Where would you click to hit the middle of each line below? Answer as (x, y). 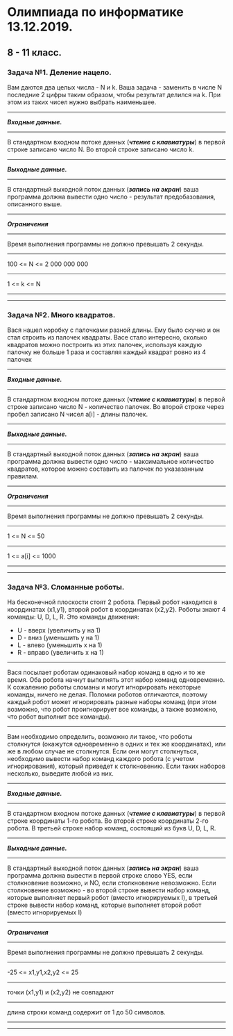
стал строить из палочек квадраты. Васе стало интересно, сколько (107, 337)
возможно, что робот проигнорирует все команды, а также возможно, (113, 710)
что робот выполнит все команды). (59, 717)
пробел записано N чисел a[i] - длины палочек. (77, 415)
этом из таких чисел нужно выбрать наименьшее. (82, 102)
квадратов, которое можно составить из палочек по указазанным (106, 469)
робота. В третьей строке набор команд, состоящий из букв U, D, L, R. (112, 828)
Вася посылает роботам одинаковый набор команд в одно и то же (106, 672)
